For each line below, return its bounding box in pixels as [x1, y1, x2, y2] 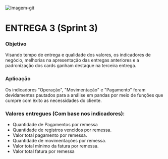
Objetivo [5, 40, 27, 47]
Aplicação [5, 75, 31, 82]
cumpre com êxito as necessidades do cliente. [5, 97, 102, 103]
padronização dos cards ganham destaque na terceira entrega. [5, 63, 137, 69]
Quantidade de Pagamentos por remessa [12, 122, 98, 128]
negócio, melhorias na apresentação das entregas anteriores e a [5, 57, 140, 63]
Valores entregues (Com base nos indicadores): [5, 110, 125, 117]
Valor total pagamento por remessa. [12, 132, 87, 138]
